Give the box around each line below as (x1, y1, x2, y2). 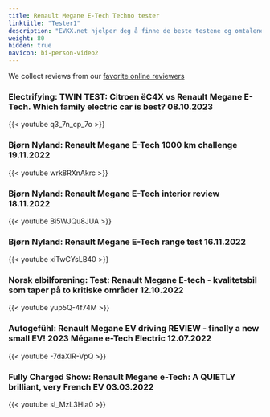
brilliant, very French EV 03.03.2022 (8, 381, 154, 392)
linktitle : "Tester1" (8, 19, 81, 27)
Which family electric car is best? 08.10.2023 (32, 101, 214, 112)
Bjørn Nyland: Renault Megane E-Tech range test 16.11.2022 (8, 236, 247, 247)
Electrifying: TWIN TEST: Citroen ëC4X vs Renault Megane (8, 91, 243, 102)
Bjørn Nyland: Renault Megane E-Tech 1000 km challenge (8, 140, 238, 151)
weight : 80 (8, 34, 45, 43)
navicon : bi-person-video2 (8, 49, 99, 57)
